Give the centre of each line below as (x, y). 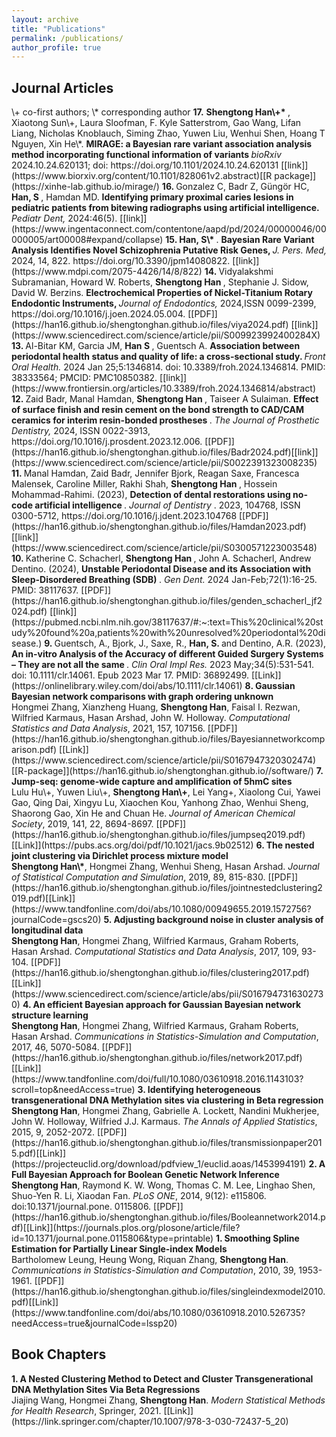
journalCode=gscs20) (56, 920)
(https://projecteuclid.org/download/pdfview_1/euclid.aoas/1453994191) (159, 1164)
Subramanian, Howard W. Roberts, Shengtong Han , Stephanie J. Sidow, (160, 282)
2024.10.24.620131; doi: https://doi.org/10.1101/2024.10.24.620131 (145, 165)
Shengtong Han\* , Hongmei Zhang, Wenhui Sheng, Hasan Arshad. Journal (165, 867)
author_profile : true (56, 47)
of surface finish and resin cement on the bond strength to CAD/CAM (158, 410)
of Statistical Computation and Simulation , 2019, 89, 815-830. (138, 877)
